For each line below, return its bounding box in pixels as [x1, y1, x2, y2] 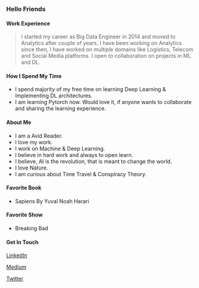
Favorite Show [6, 211, 43, 218]
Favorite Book [6, 184, 42, 191]
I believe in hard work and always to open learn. [14, 151, 134, 158]
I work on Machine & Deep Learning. [14, 145, 105, 152]
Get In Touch [6, 238, 39, 245]
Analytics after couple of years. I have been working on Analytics [20, 40, 182, 47]
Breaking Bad [14, 224, 49, 231]
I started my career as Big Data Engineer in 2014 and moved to [20, 33, 176, 40]
